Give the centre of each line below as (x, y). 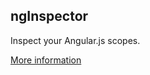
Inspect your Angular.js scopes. (75, 40)
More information (46, 60)
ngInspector (49, 16)
